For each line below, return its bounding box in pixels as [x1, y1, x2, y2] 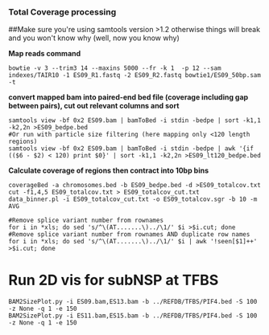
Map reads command [8, 49, 81, 59]
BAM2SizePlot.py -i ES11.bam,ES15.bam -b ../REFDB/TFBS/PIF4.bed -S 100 [8, 312, 258, 320]
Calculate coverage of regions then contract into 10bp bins [8, 165, 209, 175]
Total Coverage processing [8, 6, 117, 18]
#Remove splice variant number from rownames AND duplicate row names [8, 231, 250, 239]
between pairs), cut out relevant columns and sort [8, 101, 180, 111]
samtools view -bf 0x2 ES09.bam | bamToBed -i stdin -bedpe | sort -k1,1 [8, 116, 262, 125]
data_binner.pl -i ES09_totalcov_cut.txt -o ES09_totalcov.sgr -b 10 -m [8, 195, 258, 203]
